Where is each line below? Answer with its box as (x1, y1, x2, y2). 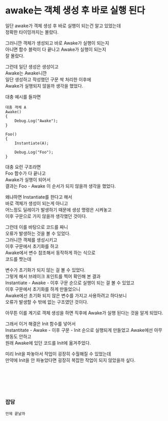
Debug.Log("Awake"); (14, 118, 58, 123)
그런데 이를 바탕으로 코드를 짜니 (5, 224, 68, 230)
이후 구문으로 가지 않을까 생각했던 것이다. (5, 213, 87, 219)
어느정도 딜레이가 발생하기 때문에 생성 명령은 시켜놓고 (5, 206, 112, 213)
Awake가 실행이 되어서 (5, 176, 51, 182)
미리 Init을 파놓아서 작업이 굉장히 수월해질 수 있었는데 (5, 350, 111, 356)
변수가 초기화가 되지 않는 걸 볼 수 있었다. (5, 267, 86, 273)
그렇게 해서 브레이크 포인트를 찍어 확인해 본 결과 (5, 273, 101, 279)
